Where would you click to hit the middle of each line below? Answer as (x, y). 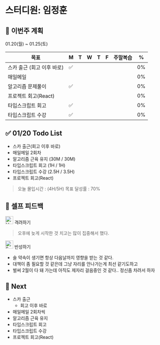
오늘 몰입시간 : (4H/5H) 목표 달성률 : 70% (59, 189)
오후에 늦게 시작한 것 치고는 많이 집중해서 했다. (63, 233)
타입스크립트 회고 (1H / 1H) (39, 165)
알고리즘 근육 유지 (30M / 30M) (44, 159)
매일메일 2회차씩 (29, 312)
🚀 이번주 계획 (24, 31)
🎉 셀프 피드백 (24, 206)
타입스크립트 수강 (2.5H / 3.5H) (43, 171)
